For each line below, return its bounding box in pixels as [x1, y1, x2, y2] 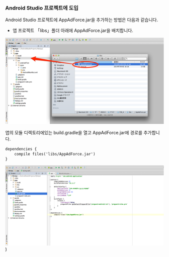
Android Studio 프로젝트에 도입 [5, 4, 79, 11]
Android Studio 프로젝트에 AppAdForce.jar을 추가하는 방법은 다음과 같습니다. [5, 17, 158, 23]
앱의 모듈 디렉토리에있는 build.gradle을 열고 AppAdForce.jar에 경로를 [5, 129, 142, 135]
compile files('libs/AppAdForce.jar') [14, 151, 96, 156]
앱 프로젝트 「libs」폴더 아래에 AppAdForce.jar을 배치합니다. [12, 28, 133, 34]
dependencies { [5, 146, 37, 151]
